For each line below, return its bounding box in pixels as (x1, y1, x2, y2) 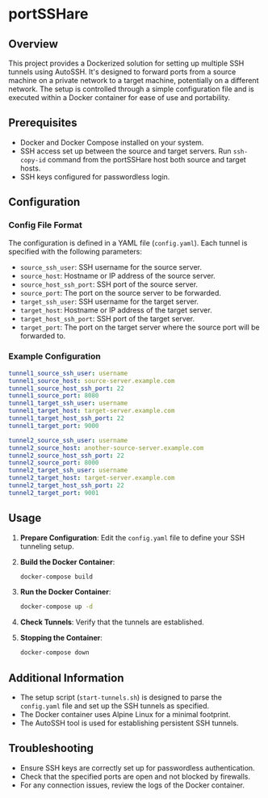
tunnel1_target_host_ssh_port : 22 (8, 414, 125, 422)
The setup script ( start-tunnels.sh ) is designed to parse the (19, 692, 222, 703)
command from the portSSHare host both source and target (47, 154, 246, 164)
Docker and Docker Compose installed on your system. (19, 137, 204, 147)
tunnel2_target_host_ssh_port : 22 (8, 481, 125, 489)
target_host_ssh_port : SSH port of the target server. (19, 313, 195, 323)
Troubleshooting (8, 741, 94, 755)
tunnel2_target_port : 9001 (8, 489, 99, 497)
